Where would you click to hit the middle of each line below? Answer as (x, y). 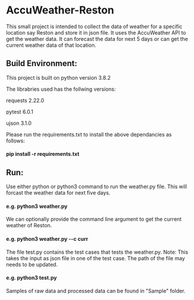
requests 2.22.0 (25, 100)
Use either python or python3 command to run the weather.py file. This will (97, 187)
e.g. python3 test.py (32, 278)
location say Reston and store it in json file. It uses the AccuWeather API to (96, 32)
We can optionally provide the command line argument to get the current (94, 219)
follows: (16, 141)
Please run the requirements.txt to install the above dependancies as (89, 134)
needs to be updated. (32, 264)
